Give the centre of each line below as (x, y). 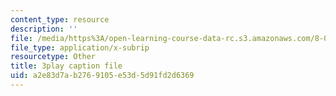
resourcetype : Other (53, 57)
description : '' (44, 29)
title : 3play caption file (66, 66)
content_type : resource (60, 19)
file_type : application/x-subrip (80, 47)
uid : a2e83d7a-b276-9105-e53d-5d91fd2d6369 (102, 76)
